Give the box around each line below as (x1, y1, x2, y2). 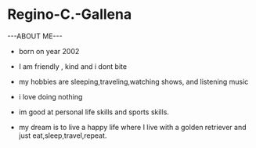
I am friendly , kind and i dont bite (18, 61, 127, 71)
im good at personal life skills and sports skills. (18, 107, 170, 117)
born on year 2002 (18, 46, 80, 56)
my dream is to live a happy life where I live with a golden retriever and (18, 122, 247, 132)
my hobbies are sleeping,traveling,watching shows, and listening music (18, 77, 249, 86)
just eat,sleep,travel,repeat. (18, 131, 107, 140)
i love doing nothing (18, 92, 83, 101)
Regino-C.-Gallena (7, 5, 132, 23)
